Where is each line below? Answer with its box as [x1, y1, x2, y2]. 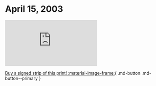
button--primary [5, 75, 38, 81]
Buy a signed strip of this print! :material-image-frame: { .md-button [5, 70, 141, 76]
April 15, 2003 [5, 3, 64, 15]
